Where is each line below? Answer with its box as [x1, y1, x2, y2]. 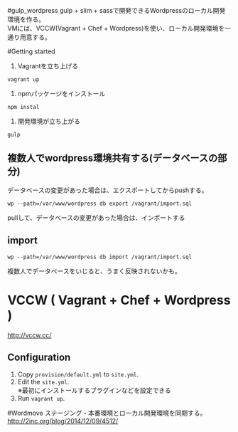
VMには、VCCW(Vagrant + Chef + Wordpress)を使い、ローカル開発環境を [7, 24, 225, 32]
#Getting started [7, 47, 55, 56]
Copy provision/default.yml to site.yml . [17, 370, 139, 379]
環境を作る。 [7, 15, 45, 23]
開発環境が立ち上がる [17, 117, 80, 125]
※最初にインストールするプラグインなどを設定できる [17, 386, 172, 395]
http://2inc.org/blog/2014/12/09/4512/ [7, 417, 119, 426]
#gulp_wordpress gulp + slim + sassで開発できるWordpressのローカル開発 [7, 6, 226, 14]
